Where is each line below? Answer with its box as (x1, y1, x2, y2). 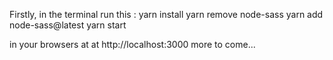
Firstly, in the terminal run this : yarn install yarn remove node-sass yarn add (9, 9, 324, 20)
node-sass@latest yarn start (9, 19, 127, 31)
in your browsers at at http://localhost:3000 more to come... (9, 39, 256, 50)
